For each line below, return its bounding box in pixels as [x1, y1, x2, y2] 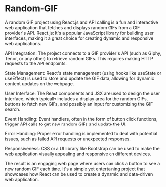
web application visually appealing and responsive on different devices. [5, 151, 151, 157]
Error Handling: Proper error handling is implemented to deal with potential [5, 130, 158, 136]
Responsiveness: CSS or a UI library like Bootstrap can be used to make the [5, 145, 160, 151]
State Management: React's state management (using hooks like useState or [5, 70, 162, 76]
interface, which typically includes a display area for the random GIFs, [5, 95, 148, 102]
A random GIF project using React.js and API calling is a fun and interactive [5, 19, 158, 25]
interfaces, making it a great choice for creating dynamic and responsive [5, 35, 154, 41]
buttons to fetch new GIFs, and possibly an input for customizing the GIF [5, 101, 153, 107]
